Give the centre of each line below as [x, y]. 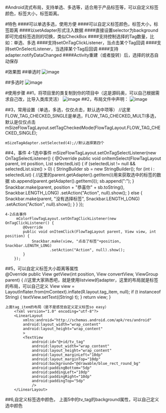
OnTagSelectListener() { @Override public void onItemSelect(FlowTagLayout [83, 158]
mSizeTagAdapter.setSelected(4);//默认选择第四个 [55, 143]
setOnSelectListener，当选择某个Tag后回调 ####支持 [64, 49]
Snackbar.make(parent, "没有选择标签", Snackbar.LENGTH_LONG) [73, 199]
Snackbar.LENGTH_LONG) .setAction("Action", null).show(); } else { [74, 193]
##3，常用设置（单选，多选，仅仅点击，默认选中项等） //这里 [68, 110]
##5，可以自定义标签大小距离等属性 [42, 269]
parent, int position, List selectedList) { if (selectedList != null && [70, 164]
